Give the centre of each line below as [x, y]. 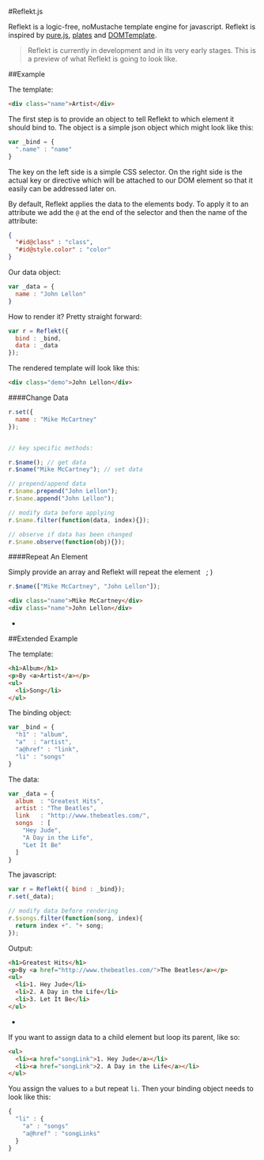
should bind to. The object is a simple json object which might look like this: [131, 127]
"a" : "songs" [45, 1126]
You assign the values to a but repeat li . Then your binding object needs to [131, 1089]
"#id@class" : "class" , [54, 243]
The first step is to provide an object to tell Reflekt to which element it [121, 119]
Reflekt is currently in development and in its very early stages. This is [142, 50]
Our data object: [35, 272]
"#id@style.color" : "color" [63, 250]
